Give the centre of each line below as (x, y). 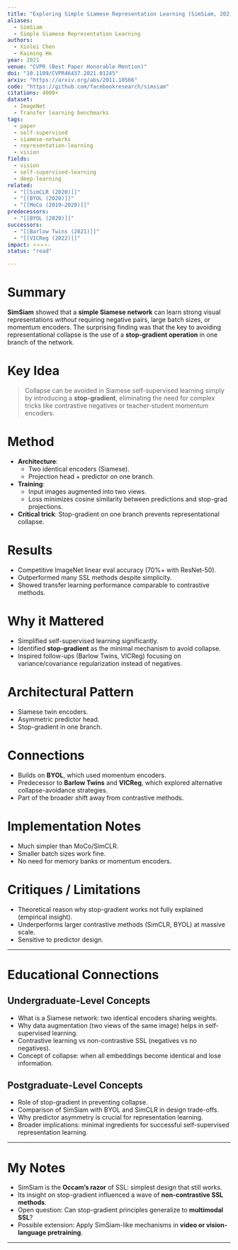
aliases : (20, 21)
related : (20, 185)
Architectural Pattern (71, 692)
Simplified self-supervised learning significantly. (88, 641)
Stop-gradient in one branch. (60, 727)
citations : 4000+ (33, 93)
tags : (15, 119)
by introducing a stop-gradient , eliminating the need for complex (120, 398)
